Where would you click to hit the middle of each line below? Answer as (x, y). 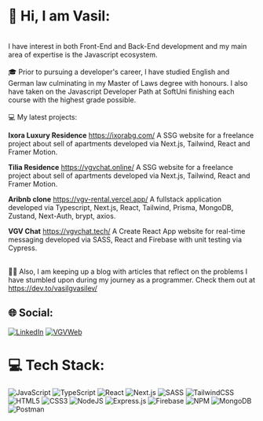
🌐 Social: (31, 313)
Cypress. (23, 248)
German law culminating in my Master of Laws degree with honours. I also (128, 83)
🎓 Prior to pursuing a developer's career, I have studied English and (119, 72)
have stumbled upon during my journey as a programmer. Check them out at (131, 279)
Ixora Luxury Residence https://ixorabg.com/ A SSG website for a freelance (131, 135)
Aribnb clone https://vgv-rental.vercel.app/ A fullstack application (115, 199)
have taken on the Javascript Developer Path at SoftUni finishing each (121, 91)
